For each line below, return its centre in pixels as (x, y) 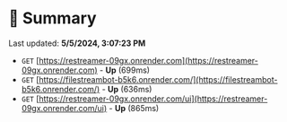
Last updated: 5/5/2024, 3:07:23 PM (77, 43)
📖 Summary (52, 18)
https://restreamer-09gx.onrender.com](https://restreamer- (149, 60)
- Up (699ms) (124, 70)
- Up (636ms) (127, 89)
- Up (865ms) (134, 108)
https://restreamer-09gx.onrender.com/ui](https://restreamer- (153, 99)
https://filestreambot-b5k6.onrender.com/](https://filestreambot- (158, 79)
